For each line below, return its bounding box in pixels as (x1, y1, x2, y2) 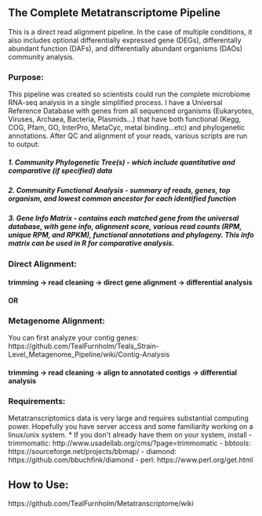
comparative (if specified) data (8, 165, 113, 175)
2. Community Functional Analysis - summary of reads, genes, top (8, 186, 231, 195)
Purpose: (8, 71, 45, 82)
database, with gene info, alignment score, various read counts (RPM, (8, 222, 242, 231)
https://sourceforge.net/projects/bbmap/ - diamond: (8, 447, 176, 456)
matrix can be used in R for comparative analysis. (8, 238, 175, 248)
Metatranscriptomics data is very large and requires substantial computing (8, 413, 249, 423)
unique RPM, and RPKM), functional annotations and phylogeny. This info (8, 231, 255, 240)
